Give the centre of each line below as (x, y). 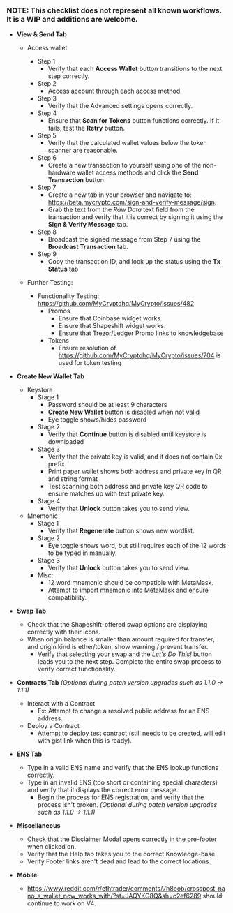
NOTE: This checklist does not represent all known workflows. (114, 10)
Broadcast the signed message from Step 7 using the (124, 239)
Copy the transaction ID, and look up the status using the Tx (134, 262)
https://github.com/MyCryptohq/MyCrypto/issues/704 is (140, 355)
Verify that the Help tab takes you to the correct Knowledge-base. (122, 854)
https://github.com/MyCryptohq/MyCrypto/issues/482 (116, 304)
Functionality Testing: (68, 296)
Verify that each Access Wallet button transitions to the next (135, 69)
